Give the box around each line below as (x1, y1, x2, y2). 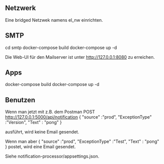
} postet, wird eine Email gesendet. (5, 144, 76, 150)
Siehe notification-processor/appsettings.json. (5, 153, 99, 160)
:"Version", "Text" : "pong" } (5, 120, 62, 125)
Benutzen (5, 96, 35, 104)
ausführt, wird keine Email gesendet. (5, 129, 80, 135)
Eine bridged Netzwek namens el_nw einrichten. (5, 17, 103, 23)
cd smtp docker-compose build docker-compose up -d (5, 44, 117, 50)
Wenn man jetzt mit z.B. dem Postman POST (5, 109, 95, 115)
